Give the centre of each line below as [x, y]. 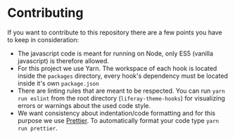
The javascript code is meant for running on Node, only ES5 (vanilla [115, 53]
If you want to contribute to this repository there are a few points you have [115, 32]
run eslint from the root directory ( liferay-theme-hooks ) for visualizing [121, 98]
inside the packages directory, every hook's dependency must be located [123, 76]
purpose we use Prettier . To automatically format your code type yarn [118, 120]
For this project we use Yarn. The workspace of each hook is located [117, 68]
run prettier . [37, 128]
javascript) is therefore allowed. [63, 60]
